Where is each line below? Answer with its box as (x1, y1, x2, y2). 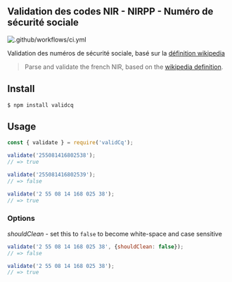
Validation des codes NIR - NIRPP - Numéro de (7, 6, 214, 18)
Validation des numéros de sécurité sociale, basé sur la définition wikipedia (7, 49, 225, 57)
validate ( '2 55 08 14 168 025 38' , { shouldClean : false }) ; (7, 243, 184, 250)
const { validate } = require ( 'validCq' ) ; (7, 139, 134, 146)
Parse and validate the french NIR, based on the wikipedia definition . (24, 63, 224, 71)
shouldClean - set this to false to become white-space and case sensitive (7, 229, 223, 238)
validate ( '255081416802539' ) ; (7, 172, 96, 179)
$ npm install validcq (7, 101, 74, 108)
